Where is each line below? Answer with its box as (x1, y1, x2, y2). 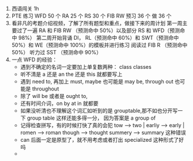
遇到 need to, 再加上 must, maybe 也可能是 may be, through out (20, 78, 174, 85)
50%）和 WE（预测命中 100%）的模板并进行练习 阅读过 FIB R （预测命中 (11, 41, 188, 48)
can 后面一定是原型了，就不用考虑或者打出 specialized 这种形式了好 (20, 136, 184, 143)
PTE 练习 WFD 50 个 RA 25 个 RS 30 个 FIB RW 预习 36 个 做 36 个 (11, 12, 171, 19)
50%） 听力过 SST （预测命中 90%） (11, 49, 102, 55)
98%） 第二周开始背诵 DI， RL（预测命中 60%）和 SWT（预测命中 (18, 34, 180, 41)
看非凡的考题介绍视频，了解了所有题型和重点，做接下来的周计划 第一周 (11, 20, 182, 26)
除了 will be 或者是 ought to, (20, 93, 88, 99)
